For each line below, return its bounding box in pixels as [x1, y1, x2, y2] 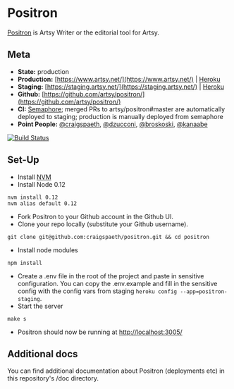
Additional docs [7, 347, 78, 360]
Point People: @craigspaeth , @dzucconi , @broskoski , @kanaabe [17, 120, 208, 128]
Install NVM [17, 173, 51, 181]
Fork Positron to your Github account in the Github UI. [17, 212, 174, 221]
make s [7, 315, 27, 322]
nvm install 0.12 [7, 194, 58, 201]
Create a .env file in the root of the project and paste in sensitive [17, 271, 204, 280]
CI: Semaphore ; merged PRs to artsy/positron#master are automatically [17, 104, 226, 113]
